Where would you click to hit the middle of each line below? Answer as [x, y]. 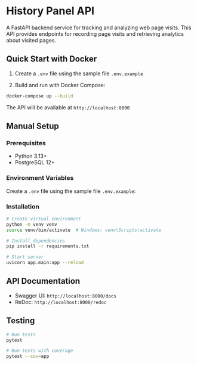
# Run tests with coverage [40, 351]
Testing [21, 321]
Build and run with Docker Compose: [60, 85]
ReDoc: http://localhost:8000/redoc [61, 302]
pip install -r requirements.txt [48, 246]
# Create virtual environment [44, 219]
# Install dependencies [36, 241]
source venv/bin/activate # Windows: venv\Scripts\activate [84, 230]
